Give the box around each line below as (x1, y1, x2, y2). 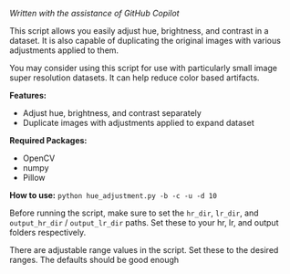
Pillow (22, 173, 46, 183)
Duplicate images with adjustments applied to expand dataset (22, 118, 254, 128)
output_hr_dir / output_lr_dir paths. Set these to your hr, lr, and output (9, 217, 279, 227)
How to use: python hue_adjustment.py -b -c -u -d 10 (9, 190, 217, 200)
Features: (9, 90, 47, 100)
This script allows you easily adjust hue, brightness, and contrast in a (9, 26, 269, 36)
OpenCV (22, 153, 56, 163)
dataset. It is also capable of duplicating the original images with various (9, 36, 281, 46)
